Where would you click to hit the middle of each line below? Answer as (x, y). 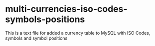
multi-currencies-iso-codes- (67, 9)
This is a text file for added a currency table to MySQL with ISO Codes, (78, 33)
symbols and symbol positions (36, 38)
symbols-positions (45, 19)
